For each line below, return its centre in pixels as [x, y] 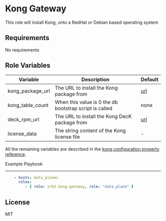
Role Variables [28, 66]
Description [95, 79]
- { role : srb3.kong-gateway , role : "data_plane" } [79, 187]
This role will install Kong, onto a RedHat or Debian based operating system [82, 22]
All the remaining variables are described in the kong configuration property [82, 149]
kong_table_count [28, 105]
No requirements [22, 50]
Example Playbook [24, 164]
